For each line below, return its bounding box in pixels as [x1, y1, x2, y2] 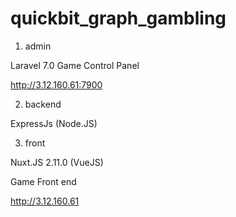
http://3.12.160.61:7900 [10, 78, 103, 91]
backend [24, 98, 62, 110]
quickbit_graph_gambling [10, 7, 227, 30]
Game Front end [10, 175, 77, 187]
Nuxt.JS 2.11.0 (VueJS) [10, 156, 104, 168]
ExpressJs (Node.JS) [10, 117, 98, 129]
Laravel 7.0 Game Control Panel [10, 59, 140, 71]
